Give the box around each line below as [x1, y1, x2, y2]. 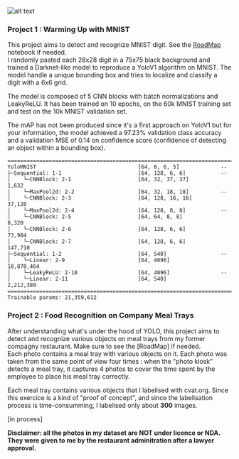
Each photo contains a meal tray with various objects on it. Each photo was [7, 349, 228, 358]
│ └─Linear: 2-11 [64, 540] [7, 276, 167, 283]
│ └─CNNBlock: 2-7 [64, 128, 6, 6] [7, 238, 186, 245]
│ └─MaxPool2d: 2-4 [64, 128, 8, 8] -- [7, 207, 228, 215]
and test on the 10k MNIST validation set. [7, 107, 128, 116]
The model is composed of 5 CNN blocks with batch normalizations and [7, 92, 218, 101]
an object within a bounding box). [7, 144, 105, 152]
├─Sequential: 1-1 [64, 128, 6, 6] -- [7, 170, 228, 177]
